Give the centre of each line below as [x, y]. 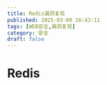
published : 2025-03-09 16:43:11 [53, 20]
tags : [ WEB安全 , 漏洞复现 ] [41, 26]
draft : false [26, 39]
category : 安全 [28, 33]
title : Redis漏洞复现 [36, 13]
